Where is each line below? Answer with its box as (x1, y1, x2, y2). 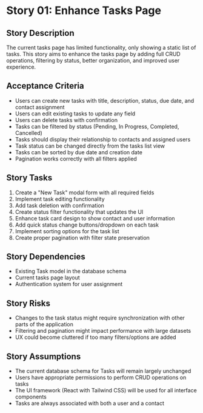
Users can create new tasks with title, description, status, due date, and (15, 97, 195, 104)
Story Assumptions (6, 351, 81, 361)
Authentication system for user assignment (15, 281, 123, 288)
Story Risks (6, 298, 50, 309)
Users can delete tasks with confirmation (15, 116, 118, 123)
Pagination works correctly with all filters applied (15, 155, 138, 162)
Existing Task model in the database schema (15, 268, 127, 275)
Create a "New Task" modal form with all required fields (15, 189, 155, 196)
